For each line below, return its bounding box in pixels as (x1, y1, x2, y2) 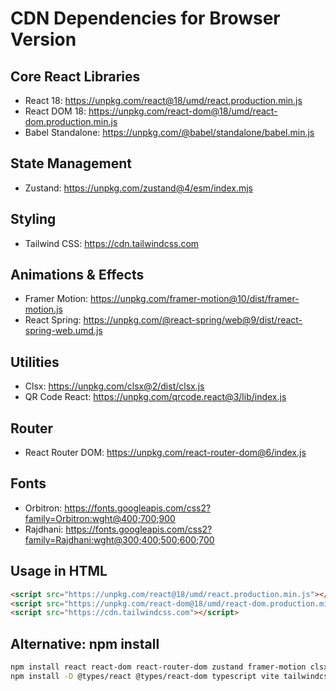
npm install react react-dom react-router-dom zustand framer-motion (10, 662, 307, 672)
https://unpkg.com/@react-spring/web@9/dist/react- (83, 314, 303, 326)
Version (10, 28, 77, 51)
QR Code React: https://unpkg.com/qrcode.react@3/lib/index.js (24, 391, 287, 403)
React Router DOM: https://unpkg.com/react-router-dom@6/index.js (24, 447, 307, 459)
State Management (10, 155, 132, 172)
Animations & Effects (10, 267, 145, 284)
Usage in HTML (10, 563, 108, 580)
